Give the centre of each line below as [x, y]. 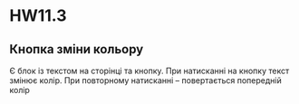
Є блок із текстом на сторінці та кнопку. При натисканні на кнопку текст [149, 71]
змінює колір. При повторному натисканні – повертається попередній [146, 80]
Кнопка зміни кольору [77, 49]
